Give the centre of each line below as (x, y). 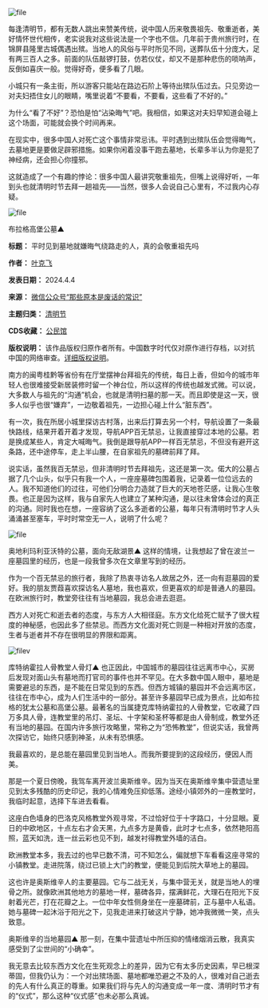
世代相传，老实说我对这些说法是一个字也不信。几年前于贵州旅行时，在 (144, 39)
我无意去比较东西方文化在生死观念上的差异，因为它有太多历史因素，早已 (127, 966)
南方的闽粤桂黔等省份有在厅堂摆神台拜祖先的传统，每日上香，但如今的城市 (130, 375)
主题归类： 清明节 (37, 314)
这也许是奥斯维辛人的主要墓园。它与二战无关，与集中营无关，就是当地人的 (130, 882)
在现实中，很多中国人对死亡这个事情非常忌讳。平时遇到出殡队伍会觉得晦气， (134, 139)
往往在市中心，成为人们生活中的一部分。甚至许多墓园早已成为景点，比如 (127, 697)
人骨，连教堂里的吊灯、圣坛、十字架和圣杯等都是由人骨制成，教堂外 (141, 717)
